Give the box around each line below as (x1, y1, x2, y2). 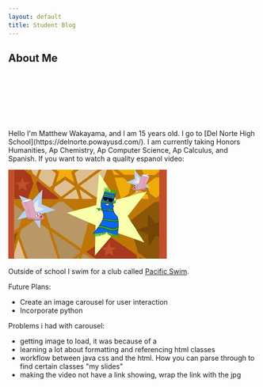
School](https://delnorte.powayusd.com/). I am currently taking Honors (8, 137, 241, 146)
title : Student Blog (8, 21, 77, 29)
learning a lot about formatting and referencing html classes (19, 345, 215, 355)
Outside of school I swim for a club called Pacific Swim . (8, 267, 189, 276)
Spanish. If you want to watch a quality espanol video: (8, 154, 185, 164)
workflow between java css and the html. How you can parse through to (19, 353, 255, 363)
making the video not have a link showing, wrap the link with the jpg (19, 370, 242, 380)
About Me (8, 51, 58, 65)
